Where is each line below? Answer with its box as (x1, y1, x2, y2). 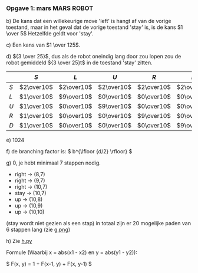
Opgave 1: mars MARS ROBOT (6, 4, 94, 12)
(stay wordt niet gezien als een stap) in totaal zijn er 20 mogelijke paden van (6, 220, 192, 227)
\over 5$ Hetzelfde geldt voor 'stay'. (6, 30, 94, 37)
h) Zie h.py (6, 238, 32, 245)
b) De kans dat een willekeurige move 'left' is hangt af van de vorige (6, 18, 171, 25)
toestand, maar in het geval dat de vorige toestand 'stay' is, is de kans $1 (6, 24, 183, 31)
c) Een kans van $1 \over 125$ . (6, 41, 81, 48)
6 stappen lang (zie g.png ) (6, 226, 71, 233)
